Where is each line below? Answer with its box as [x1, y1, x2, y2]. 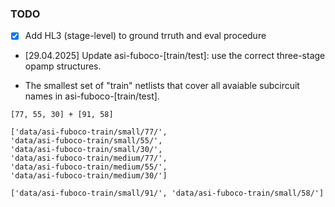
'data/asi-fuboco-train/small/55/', [10, 136, 163, 146]
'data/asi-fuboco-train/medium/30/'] [10, 171, 168, 181]
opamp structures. [24, 60, 102, 72]
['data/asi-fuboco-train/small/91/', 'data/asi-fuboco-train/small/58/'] [10, 188, 325, 199]
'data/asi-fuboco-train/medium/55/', [10, 162, 168, 172]
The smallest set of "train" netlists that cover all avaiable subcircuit [24, 80, 300, 92]
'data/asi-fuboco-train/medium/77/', [10, 153, 168, 164]
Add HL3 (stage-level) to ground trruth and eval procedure [24, 30, 267, 42]
